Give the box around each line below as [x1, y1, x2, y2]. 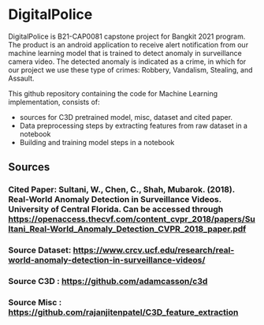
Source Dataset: [8, 245, 72, 256]
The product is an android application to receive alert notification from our [8, 39, 249, 49]
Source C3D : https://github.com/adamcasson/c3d [8, 276, 208, 287]
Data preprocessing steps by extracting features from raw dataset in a [19, 121, 248, 130]
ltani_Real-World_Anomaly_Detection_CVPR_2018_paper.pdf [8, 223, 247, 234]
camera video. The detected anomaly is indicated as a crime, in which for [8, 57, 247, 66]
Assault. [8, 73, 35, 83]
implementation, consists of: [8, 97, 100, 106]
